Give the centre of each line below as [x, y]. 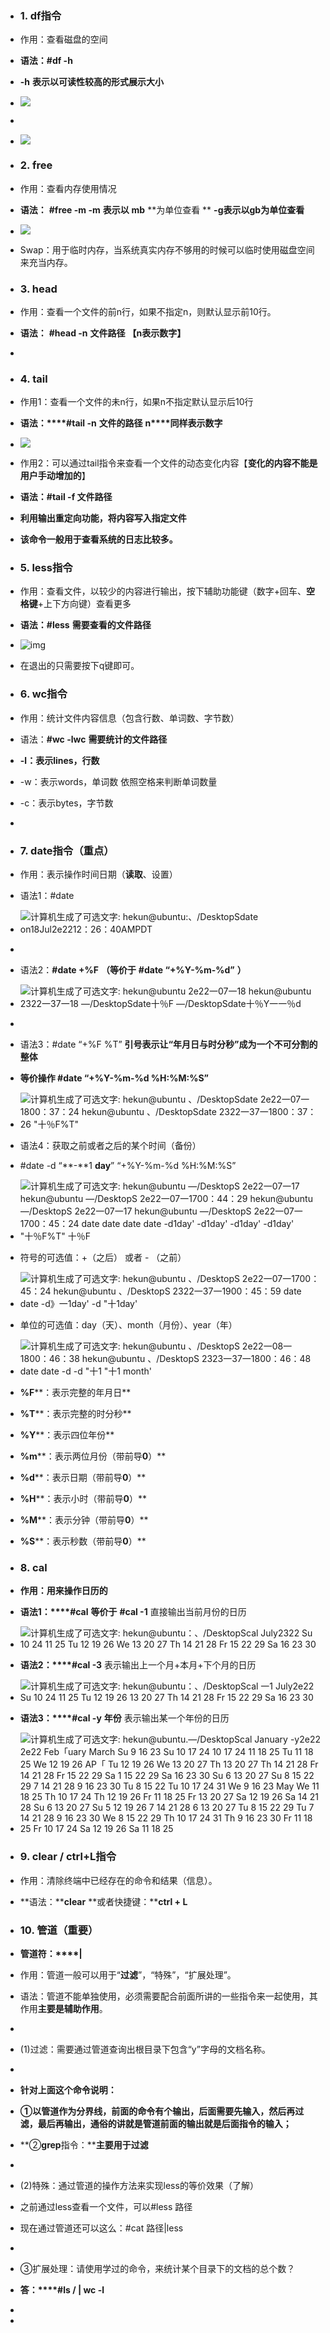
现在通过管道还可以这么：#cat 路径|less [101, 2228]
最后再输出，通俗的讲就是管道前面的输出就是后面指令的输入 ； [164, 2123]
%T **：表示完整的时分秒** [75, 1414]
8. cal [33, 1567]
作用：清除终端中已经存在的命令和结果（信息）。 [118, 1880]
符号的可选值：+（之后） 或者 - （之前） [103, 1258]
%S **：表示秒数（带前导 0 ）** [83, 1541]
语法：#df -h [46, 61]
